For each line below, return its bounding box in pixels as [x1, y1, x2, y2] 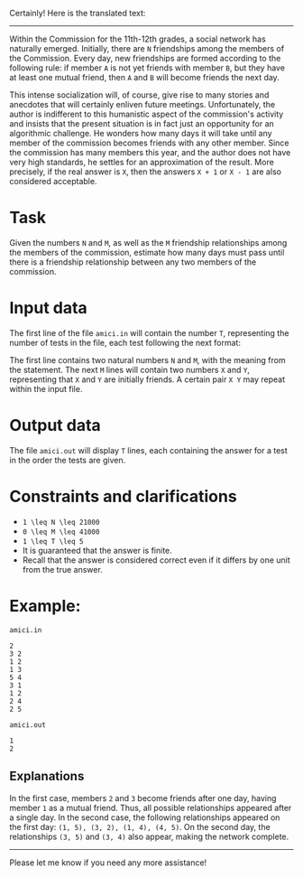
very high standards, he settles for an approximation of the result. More [9, 157, 275, 167]
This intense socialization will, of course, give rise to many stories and [9, 89, 270, 100]
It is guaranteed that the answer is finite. [22, 545, 173, 555]
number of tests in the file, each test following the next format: [9, 337, 242, 348]
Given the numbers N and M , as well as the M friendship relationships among [9, 237, 288, 247]
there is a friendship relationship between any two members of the [9, 257, 257, 267]
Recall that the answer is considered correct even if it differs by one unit [22, 555, 290, 565]
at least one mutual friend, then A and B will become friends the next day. [9, 72, 280, 82]
